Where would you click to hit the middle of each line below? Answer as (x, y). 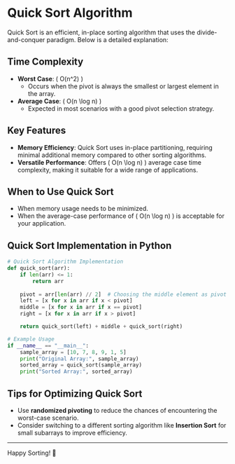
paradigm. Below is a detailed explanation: (108, 39)
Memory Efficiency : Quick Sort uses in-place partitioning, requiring (115, 147)
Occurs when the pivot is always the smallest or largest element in (123, 86)
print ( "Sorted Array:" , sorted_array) (76, 372)
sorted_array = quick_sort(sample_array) (81, 365)
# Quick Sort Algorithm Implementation (65, 262)
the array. (42, 93)
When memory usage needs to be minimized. (83, 209)
